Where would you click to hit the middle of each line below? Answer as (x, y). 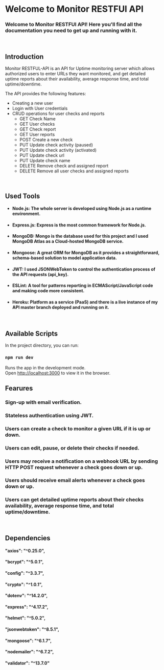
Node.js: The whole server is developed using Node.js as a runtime (82, 209)
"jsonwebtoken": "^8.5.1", (32, 629)
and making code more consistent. (48, 291)
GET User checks (37, 124)
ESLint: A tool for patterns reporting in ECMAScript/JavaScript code (82, 285)
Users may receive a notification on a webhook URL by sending (82, 461)
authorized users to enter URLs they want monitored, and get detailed (75, 74)
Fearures (19, 388)
